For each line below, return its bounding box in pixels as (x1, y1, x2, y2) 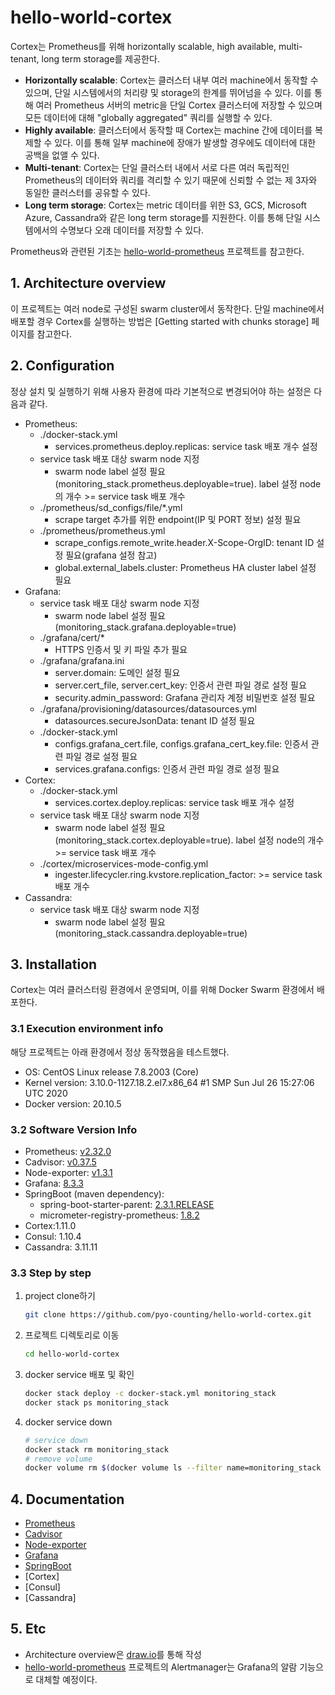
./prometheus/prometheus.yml (39, 524, 166, 536)
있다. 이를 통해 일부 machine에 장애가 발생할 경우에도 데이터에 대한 (54, 136, 317, 148)
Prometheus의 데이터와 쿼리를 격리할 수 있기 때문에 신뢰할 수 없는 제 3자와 (24, 174, 318, 186)
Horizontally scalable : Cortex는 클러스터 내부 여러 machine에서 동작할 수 (24, 74, 319, 86)
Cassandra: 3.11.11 (24, 1241, 98, 1253)
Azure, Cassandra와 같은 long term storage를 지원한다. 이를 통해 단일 (24, 211, 303, 223)
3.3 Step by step (10, 1266, 92, 1280)
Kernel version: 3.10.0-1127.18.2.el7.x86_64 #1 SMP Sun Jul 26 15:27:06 (24, 1076, 315, 1088)
